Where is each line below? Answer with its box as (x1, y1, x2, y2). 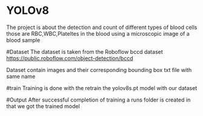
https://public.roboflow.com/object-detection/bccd (6, 54, 133, 62)
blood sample (6, 36, 41, 43)
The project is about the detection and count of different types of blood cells (6, 24, 198, 31)
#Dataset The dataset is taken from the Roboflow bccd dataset (6, 48, 164, 55)
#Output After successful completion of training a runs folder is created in (6, 96, 191, 103)
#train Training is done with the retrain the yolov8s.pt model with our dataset (6, 84, 198, 91)
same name (6, 72, 36, 80)
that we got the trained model (6, 102, 80, 109)
